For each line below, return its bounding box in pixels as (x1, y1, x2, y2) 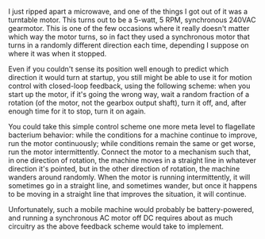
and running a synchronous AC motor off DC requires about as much (8, 214, 233, 222)
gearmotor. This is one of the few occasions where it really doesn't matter (8, 24, 250, 33)
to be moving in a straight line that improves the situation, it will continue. (8, 190, 247, 199)
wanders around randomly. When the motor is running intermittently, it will (8, 172, 251, 182)
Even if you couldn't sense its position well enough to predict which (8, 64, 229, 74)
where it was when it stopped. (8, 49, 107, 58)
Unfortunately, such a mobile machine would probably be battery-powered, (8, 205, 255, 214)
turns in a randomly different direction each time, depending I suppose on (8, 40, 249, 50)
